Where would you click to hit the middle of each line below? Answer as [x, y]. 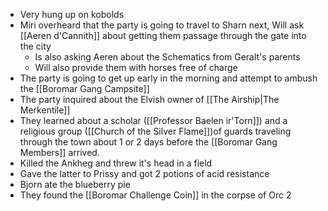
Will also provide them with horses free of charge [136, 67]
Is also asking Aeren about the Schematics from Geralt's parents [167, 57]
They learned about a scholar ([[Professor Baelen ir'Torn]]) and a [153, 120]
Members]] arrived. [59, 152]
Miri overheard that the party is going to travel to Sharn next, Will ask [162, 25]
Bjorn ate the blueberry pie [75, 184]
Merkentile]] [45, 110]
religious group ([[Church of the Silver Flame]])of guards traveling [155, 131]
